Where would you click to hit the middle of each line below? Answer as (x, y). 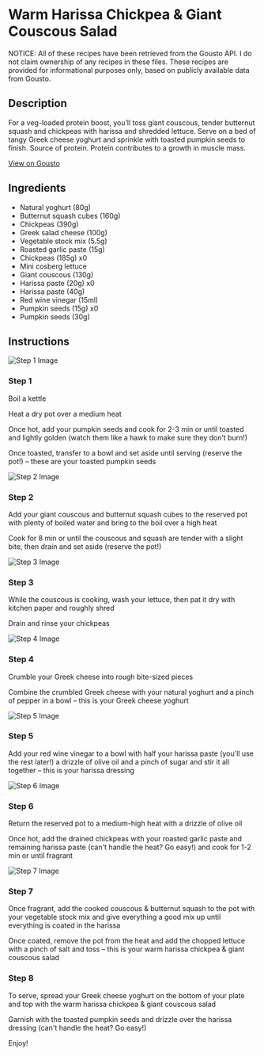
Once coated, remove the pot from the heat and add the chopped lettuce (127, 941)
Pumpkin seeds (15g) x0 (59, 308)
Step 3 (21, 582)
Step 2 (21, 497)
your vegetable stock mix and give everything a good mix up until (115, 917)
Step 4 (21, 659)
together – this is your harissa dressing (71, 770)
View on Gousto (34, 163)
